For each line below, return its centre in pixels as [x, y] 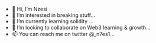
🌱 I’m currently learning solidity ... [53, 21]
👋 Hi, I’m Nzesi [30, 9]
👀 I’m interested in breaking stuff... [53, 15]
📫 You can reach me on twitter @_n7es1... [63, 34]
